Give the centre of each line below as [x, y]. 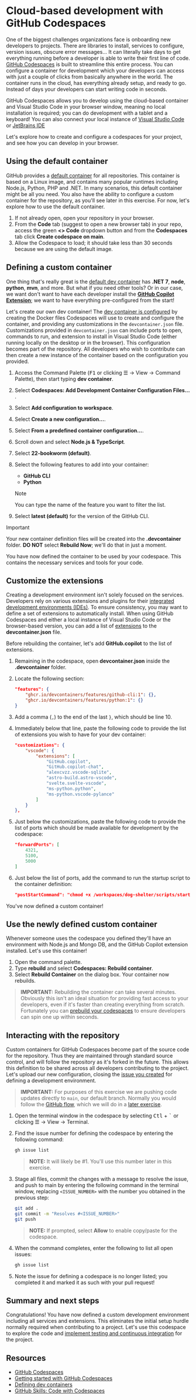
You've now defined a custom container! [55, 906]
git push [25, 1219]
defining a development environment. [51, 1080]
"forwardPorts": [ [37, 845]
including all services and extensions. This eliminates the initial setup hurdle [97, 1321]
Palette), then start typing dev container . [64, 379]
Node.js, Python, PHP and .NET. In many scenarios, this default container [94, 188]
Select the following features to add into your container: [82, 464]
